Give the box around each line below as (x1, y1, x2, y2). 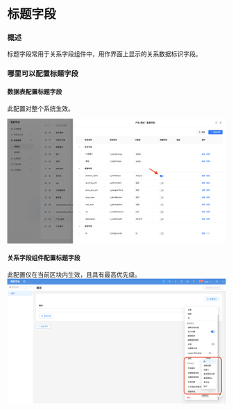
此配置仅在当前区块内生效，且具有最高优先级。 (7, 270, 141, 278)
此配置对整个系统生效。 (7, 104, 74, 112)
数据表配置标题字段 (7, 87, 62, 96)
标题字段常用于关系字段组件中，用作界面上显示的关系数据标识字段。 (7, 50, 202, 58)
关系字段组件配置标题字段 (7, 254, 80, 262)
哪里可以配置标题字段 (7, 69, 78, 78)
